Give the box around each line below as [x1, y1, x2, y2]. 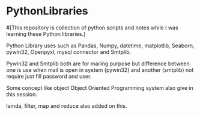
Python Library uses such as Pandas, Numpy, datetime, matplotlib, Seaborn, [6, 42, 195, 49]
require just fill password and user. [6, 72, 92, 80]
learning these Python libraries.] [6, 30, 86, 37]
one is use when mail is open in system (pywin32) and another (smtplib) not [6, 66, 194, 73]
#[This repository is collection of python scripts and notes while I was [6, 24, 178, 31]
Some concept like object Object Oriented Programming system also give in [6, 84, 193, 91]
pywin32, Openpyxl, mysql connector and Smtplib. [6, 48, 132, 55]
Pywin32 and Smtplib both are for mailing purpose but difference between [6, 60, 190, 67]
